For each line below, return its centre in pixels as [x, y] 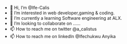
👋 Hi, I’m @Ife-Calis [29, 8]
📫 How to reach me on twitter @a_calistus [53, 29]
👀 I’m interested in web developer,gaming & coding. [62, 13]
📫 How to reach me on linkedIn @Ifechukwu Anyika [63, 36]
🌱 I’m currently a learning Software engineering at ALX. [66, 18]
